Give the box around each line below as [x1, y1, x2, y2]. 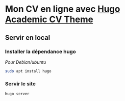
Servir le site [5, 80, 36, 87]
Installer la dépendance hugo [5, 48, 76, 55]
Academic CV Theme [5, 14, 94, 25]
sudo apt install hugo [5, 69, 51, 74]
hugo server [5, 92, 29, 97]
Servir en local [5, 33, 50, 42]
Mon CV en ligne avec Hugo [5, 3, 120, 15]
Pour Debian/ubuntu [5, 59, 47, 65]
